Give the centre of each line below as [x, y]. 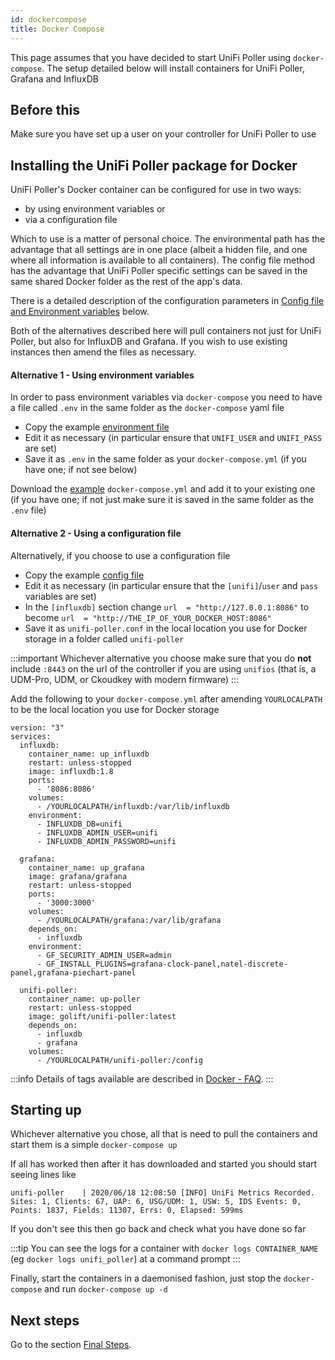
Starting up [46, 1109]
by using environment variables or [95, 209]
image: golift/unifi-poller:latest [102, 1016]
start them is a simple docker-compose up [94, 1145]
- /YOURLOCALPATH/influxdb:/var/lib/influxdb [133, 806]
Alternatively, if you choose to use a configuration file [120, 555]
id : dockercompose [48, 19]
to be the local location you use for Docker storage [115, 709]
